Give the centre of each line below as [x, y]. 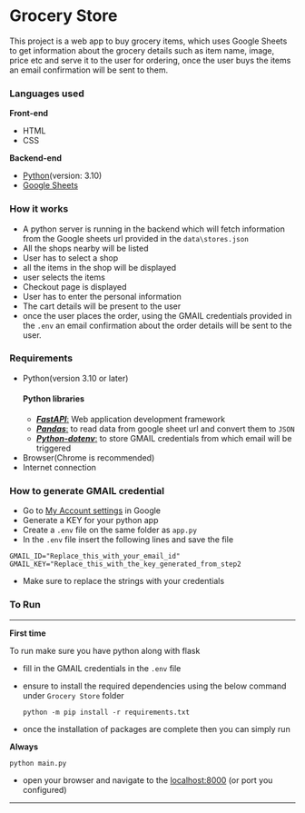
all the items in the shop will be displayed [99, 267]
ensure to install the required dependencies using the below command [154, 686]
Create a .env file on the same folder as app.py [110, 530]
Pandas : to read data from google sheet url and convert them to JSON [165, 429]
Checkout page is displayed [74, 286]
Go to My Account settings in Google [92, 511]
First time [28, 633]
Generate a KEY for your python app [90, 521]
